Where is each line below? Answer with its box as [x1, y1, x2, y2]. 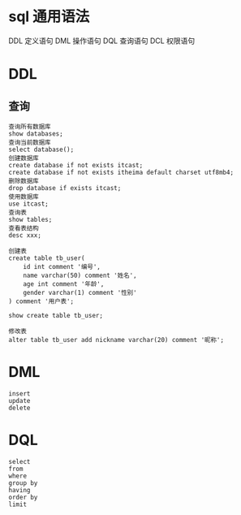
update [8, 396, 31, 405]
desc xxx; [8, 231, 42, 240]
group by [8, 478, 38, 487]
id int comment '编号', [23, 262, 101, 270]
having [8, 486, 31, 494]
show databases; [8, 129, 63, 138]
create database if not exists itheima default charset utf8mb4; [8, 168, 234, 176]
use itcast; [8, 200, 49, 208]
